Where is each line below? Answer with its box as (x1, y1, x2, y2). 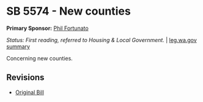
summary (6, 43, 31, 50)
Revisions (6, 72, 45, 83)
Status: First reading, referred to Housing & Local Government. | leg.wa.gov (6, 36, 197, 43)
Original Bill (15, 89, 45, 96)
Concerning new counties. (6, 54, 73, 62)
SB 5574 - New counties (6, 4, 131, 18)
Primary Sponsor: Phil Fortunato (6, 24, 89, 32)
